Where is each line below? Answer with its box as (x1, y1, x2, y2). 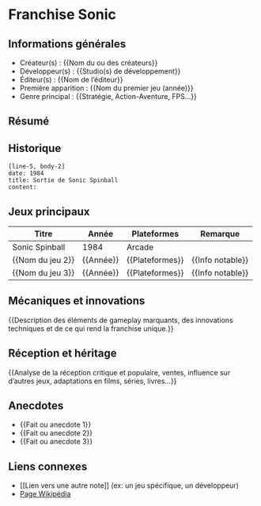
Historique (8, 141, 62, 155)
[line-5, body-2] (8, 162, 66, 171)
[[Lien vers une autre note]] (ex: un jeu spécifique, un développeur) (19, 481, 239, 490)
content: (8, 184, 37, 192)
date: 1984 (8, 169, 44, 177)
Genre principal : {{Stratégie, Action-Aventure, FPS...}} (19, 92, 198, 101)
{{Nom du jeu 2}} (12, 255, 75, 266)
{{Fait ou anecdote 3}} (19, 437, 93, 447)
